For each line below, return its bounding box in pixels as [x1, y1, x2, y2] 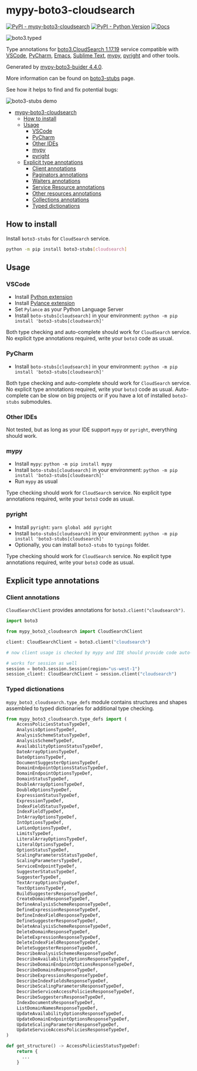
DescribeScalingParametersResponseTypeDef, [16, 984, 125, 989]
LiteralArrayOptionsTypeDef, [16, 836, 88, 842]
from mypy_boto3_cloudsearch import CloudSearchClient [6, 629, 143, 634]
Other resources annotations [32, 190, 101, 197]
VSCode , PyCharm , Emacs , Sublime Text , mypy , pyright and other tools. [6, 52, 180, 59]
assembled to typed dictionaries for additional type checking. [6, 705, 154, 712]
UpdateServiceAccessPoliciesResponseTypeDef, [16, 1027, 130, 1033]
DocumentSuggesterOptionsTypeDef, [16, 759, 101, 766]
